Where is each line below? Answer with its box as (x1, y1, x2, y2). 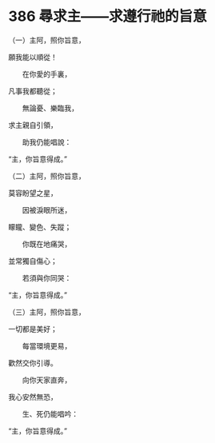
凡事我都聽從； (8, 86, 58, 96)
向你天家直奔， (22, 375, 72, 385)
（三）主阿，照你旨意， (8, 307, 86, 317)
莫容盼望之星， (8, 188, 58, 198)
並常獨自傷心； (8, 256, 58, 265)
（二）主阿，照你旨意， (8, 171, 86, 181)
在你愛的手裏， (22, 69, 72, 78)
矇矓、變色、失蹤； (8, 221, 72, 232)
